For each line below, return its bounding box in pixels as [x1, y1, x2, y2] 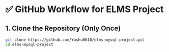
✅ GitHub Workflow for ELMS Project [5, 4, 164, 15]
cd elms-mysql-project [5, 42, 53, 47]
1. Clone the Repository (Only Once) [5, 24, 121, 32]
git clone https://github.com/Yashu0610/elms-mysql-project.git [5, 37, 145, 42]
